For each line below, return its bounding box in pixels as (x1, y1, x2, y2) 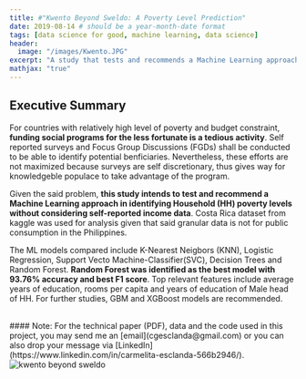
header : (9, 38, 39, 48)
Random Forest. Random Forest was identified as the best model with (9, 263, 276, 274)
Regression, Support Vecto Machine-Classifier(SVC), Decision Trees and (9, 254, 282, 265)
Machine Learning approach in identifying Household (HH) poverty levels (9, 198, 293, 209)
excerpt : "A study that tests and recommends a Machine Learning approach (9, 56, 300, 65)
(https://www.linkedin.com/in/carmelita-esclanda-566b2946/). (9, 349, 245, 360)
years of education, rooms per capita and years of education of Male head (9, 283, 289, 294)
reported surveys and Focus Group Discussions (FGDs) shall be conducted (9, 141, 291, 152)
